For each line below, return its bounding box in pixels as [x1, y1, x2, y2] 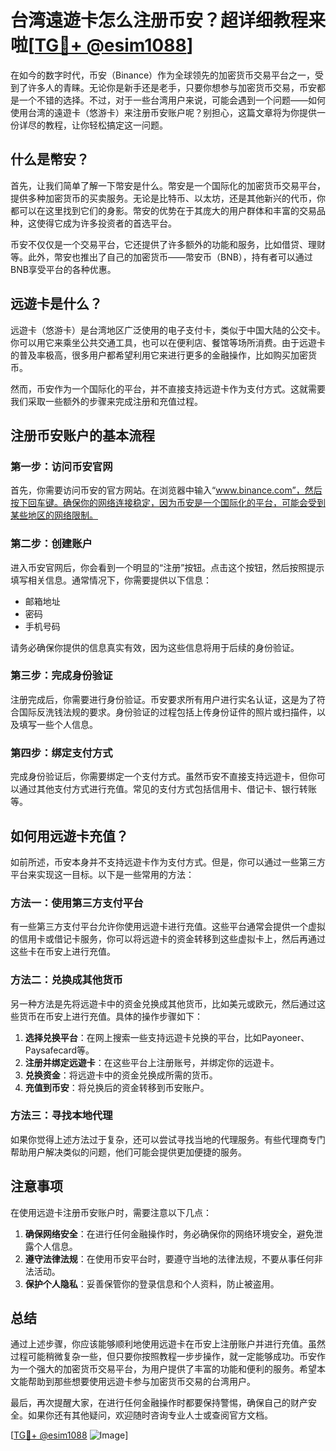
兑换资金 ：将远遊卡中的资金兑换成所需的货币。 [24, 1069, 218, 1081]
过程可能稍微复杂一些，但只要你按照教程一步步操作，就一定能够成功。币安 [10, 1351, 317, 1363]
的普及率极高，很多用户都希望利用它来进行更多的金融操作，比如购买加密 [10, 349, 308, 361]
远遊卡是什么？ [10, 296, 103, 313]
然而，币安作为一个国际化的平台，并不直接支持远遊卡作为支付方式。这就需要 [10, 382, 326, 395]
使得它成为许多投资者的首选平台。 [36, 217, 177, 229]
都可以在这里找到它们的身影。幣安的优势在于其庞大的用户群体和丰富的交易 [10, 204, 317, 216]
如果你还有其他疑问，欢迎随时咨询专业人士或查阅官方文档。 [27, 1409, 273, 1421]
